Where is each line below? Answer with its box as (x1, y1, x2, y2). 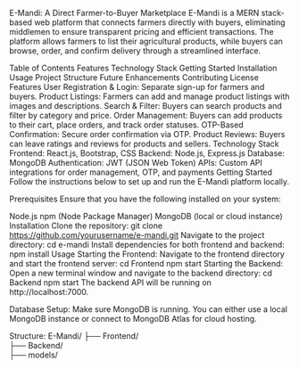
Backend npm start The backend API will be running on (9, 277, 212, 288)
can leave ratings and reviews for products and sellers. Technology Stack (9, 138, 279, 149)
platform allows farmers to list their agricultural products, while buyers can (9, 36, 284, 46)
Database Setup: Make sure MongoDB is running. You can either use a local (9, 304, 288, 315)
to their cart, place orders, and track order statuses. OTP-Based (9, 119, 244, 130)
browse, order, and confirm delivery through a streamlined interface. (9, 45, 262, 56)
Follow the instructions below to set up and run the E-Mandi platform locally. (9, 176, 290, 186)
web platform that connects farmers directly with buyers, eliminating (34, 17, 286, 28)
